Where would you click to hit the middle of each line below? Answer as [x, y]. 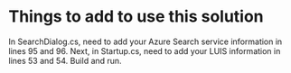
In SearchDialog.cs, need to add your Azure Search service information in [145, 41]
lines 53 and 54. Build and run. [66, 60]
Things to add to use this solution [136, 17]
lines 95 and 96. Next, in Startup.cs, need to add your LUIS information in [145, 50]
